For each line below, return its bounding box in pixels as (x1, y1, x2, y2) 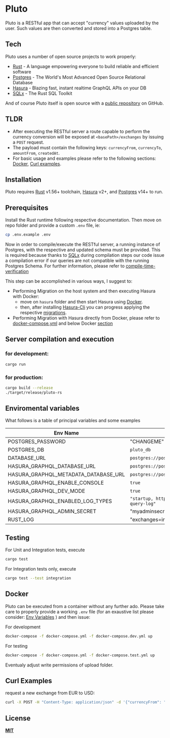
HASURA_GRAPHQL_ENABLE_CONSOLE (8, 479, 104, 486)
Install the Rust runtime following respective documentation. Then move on (5, 217, 162, 223)
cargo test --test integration (5, 576, 71, 581)
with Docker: (12, 293, 39, 299)
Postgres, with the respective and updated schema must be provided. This (5, 247, 161, 253)
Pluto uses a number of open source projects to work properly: (5, 53, 137, 59)
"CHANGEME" (130, 438, 164, 445)
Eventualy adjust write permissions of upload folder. (5, 662, 114, 668)
